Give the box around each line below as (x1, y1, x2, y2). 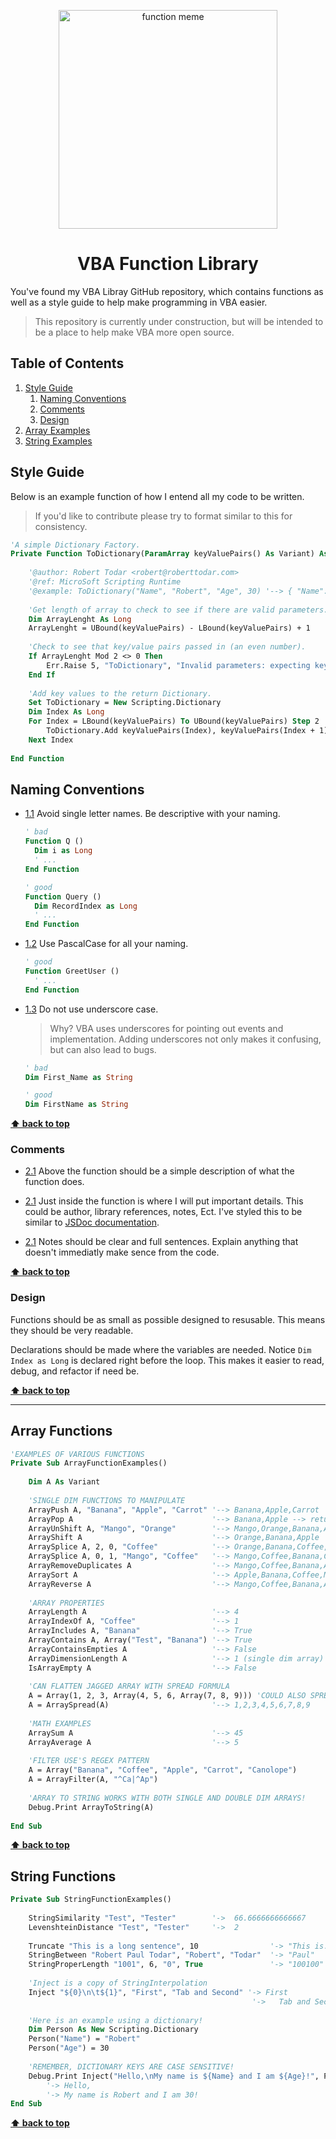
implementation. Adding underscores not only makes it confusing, (49, 1033, 322, 1045)
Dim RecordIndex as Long (34, 901, 138, 911)
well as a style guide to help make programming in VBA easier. (10, 296, 268, 308)
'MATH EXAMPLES (28, 1718, 92, 1729)
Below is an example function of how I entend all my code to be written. (10, 490, 305, 502)
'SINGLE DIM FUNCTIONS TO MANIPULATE (28, 1495, 186, 1505)
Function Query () (24, 891, 102, 902)
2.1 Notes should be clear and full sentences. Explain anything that (24, 1236, 299, 1248)
